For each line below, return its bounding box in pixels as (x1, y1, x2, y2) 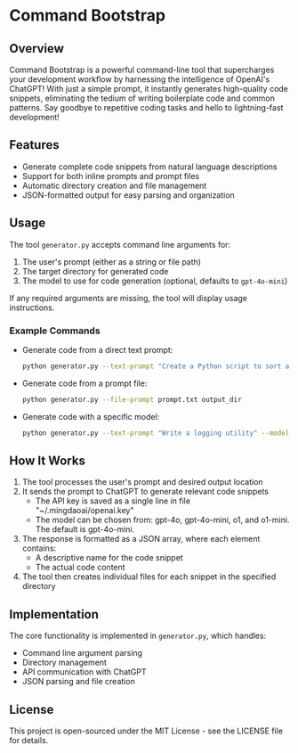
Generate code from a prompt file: (21, 378, 148, 389)
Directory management (21, 657, 107, 668)
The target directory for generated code (21, 266, 169, 276)
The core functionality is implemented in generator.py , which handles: (9, 630, 267, 642)
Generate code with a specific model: (21, 411, 160, 422)
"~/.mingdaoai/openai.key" (35, 505, 135, 516)
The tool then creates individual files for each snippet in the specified (21, 571, 277, 582)
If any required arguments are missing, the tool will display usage (9, 292, 247, 303)
